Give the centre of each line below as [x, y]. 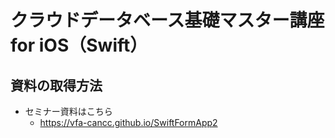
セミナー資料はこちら [68, 111]
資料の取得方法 [56, 85]
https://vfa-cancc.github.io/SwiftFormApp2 [128, 122]
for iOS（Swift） [79, 45]
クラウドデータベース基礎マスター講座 [167, 20]
